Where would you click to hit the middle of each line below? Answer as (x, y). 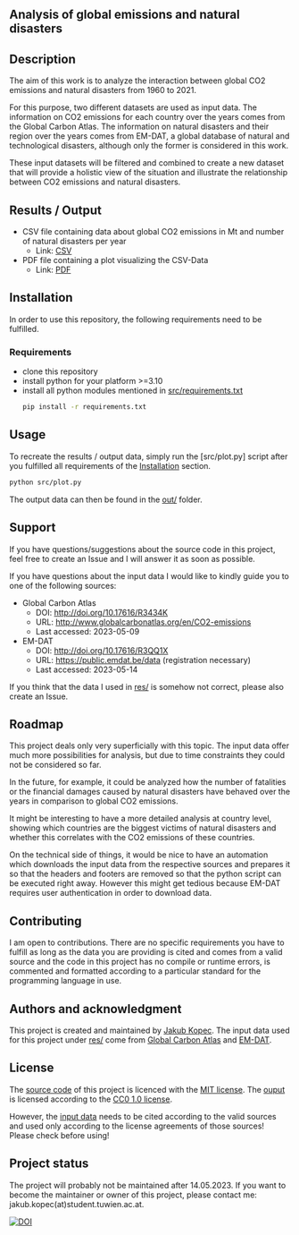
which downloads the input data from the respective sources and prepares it (150, 864)
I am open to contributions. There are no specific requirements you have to (147, 942)
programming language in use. (66, 981)
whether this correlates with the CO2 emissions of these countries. (132, 838)
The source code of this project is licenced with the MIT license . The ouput (147, 1089)
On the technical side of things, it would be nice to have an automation (139, 855)
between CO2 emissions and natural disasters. (95, 182)
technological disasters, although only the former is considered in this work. (149, 146)
